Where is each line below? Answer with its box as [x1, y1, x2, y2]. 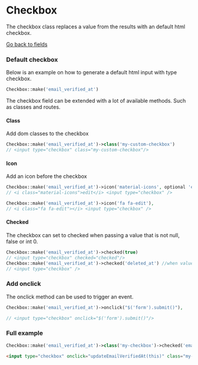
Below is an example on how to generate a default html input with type [6, 69, 177, 76]
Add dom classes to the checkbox [6, 130, 89, 137]
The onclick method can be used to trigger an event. [6, 293, 134, 300]
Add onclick [6, 279, 41, 288]
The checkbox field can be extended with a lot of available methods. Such [6, 97, 186, 104]
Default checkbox [6, 55, 58, 64]
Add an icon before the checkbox [6, 173, 87, 180]
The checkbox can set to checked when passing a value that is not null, [6, 231, 180, 239]
